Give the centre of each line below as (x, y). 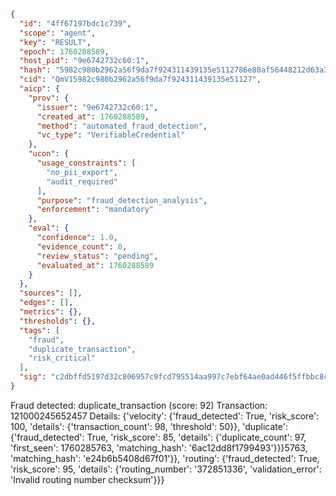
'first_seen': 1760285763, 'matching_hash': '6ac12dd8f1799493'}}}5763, (159, 447)
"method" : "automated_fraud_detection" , (122, 126)
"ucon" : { (49, 154)
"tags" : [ (39, 330)
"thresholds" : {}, (58, 321)
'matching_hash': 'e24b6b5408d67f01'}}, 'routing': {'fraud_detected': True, (165, 458)
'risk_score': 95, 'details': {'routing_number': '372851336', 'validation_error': (166, 469)
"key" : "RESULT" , (55, 42)
